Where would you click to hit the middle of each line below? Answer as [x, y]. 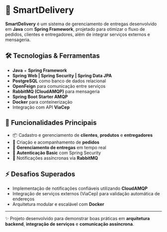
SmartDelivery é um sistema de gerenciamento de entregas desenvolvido [81, 24]
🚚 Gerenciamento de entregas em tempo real [59, 147]
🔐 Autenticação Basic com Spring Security [56, 153]
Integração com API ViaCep [41, 107]
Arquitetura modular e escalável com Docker [58, 204]
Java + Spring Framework [40, 70]
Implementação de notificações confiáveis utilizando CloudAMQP [80, 188]
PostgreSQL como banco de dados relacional [59, 81]
